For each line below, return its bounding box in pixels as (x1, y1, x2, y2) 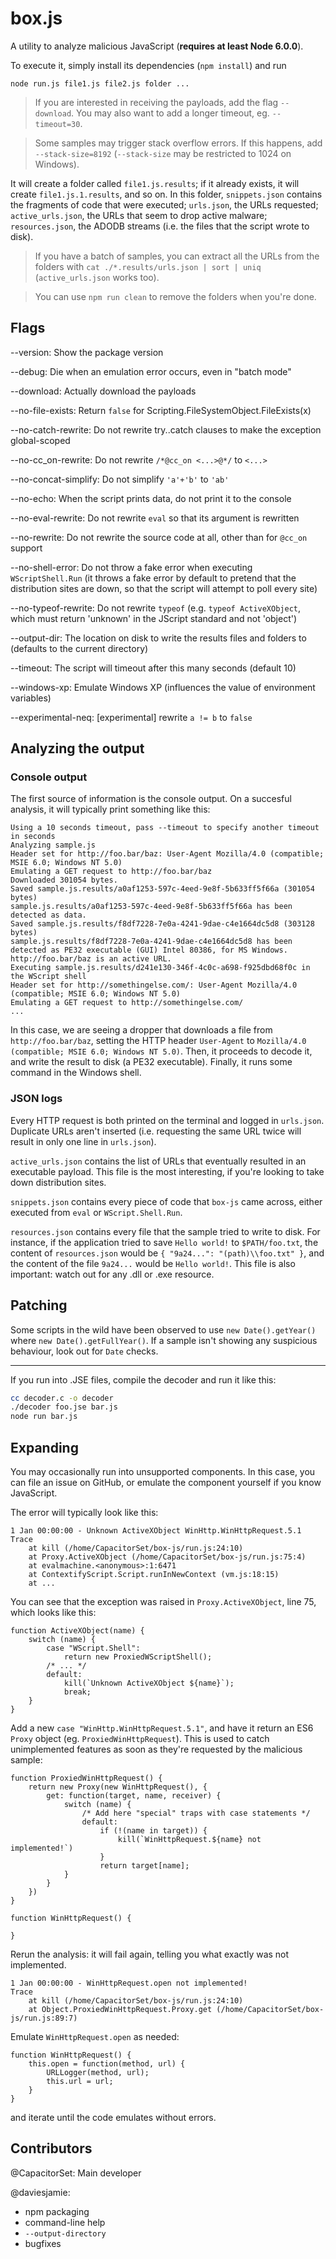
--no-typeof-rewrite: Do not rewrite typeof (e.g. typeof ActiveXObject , (10, 602, 302, 614)
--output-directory (24, 2228, 107, 2239)
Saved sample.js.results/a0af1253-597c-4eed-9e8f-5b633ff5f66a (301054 (10, 884, 315, 894)
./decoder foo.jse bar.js (10, 1402, 118, 1412)
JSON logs (10, 1092, 63, 1106)
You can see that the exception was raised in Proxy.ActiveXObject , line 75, (10, 1595, 317, 1607)
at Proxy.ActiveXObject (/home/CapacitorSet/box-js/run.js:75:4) (28, 1552, 307, 1562)
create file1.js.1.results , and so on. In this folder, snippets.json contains (10, 188, 323, 200)
